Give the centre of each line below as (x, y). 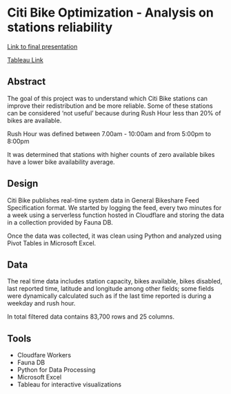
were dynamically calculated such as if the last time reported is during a (109, 296)
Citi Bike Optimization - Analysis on (110, 13)
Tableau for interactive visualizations (69, 384)
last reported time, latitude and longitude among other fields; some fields (111, 289)
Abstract (27, 82)
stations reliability (60, 27)
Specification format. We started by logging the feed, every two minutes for (114, 207)
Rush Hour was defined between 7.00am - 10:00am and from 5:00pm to (109, 133)
